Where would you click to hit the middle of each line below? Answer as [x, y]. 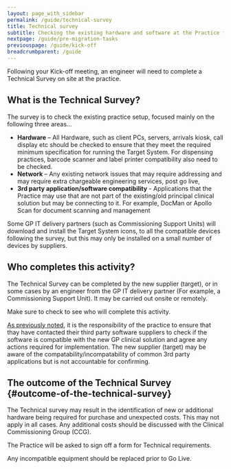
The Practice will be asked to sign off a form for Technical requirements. [109, 445]
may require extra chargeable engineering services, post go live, [109, 181]
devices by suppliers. [37, 245]
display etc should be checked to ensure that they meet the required [114, 144]
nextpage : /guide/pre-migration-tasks [63, 39]
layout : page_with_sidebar [46, 13]
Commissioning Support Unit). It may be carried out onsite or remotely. [107, 298]
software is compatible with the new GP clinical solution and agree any [107, 339]
